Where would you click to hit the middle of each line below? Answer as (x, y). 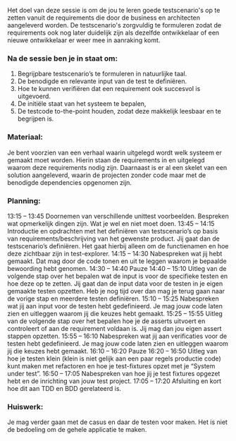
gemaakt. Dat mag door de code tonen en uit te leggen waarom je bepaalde (117, 261)
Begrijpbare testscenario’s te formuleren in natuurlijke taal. (102, 74)
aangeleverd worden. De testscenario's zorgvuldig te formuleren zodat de (114, 25)
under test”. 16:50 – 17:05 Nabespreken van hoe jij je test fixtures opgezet (114, 373)
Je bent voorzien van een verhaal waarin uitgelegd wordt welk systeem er (114, 152)
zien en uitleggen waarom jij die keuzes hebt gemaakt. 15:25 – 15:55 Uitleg (115, 313)
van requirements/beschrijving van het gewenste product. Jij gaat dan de (113, 238)
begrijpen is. (36, 119)
